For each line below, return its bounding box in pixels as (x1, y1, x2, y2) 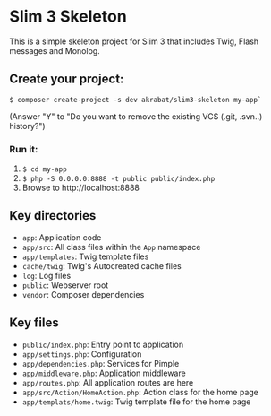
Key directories (9, 208, 97, 223)
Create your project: (9, 72, 124, 87)
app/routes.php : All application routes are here (21, 377, 194, 387)
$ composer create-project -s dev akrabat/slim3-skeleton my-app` (9, 95, 262, 104)
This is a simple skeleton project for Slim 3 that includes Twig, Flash (9, 36, 259, 47)
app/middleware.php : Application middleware (21, 368, 186, 378)
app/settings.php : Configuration (21, 348, 142, 360)
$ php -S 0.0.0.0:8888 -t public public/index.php (21, 175, 216, 184)
